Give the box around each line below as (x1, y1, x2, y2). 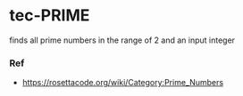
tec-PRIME (9, 5, 90, 26)
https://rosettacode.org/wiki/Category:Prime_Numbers (21, 77, 224, 88)
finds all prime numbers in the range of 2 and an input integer (9, 35, 235, 45)
